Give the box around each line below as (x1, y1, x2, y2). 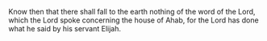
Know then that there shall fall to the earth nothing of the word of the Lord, (8, 7, 256, 16)
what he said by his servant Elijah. (8, 24, 121, 33)
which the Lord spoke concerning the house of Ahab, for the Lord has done (8, 15, 260, 25)
